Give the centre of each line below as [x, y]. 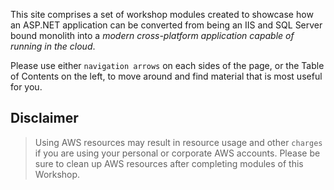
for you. [26, 87]
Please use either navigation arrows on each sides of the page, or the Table [167, 65]
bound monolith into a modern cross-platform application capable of [152, 35]
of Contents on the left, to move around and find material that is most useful [166, 76]
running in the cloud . [53, 46]
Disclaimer [44, 118]
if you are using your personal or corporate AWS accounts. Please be [177, 153]
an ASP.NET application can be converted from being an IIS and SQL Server [166, 25]
